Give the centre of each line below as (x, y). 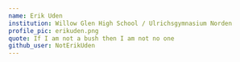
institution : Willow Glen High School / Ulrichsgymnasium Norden (120, 23)
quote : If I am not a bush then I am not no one (91, 38)
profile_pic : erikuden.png (54, 31)
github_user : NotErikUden (52, 46)
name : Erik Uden (35, 16)
